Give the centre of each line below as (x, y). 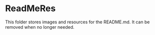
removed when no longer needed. (40, 27)
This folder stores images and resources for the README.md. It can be (77, 22)
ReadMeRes (31, 9)
